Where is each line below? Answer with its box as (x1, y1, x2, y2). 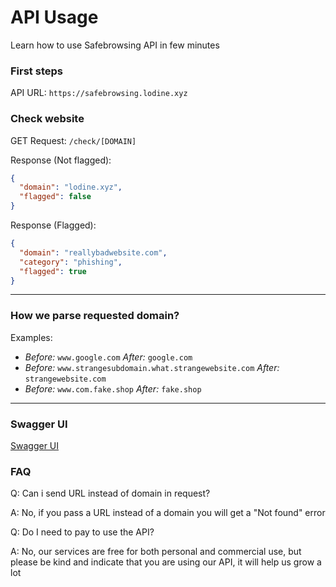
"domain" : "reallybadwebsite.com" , (19, 247, 168, 258)
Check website (10, 112, 85, 126)
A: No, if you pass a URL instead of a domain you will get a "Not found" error (10, 507, 326, 519)
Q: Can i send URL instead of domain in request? (10, 487, 211, 500)
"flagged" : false (19, 192, 92, 202)
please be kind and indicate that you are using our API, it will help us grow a (10, 556, 322, 568)
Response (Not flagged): (10, 154, 112, 166)
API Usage (10, 6, 99, 29)
